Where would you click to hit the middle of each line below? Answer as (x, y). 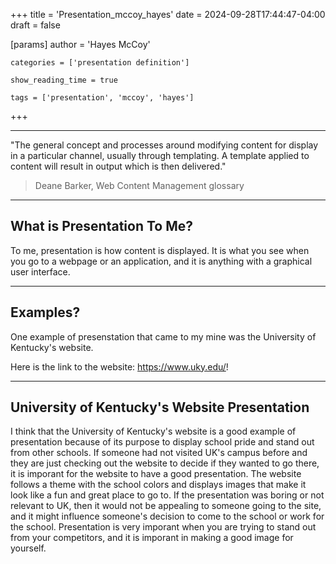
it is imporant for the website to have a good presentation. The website (156, 474)
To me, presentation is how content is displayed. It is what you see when (160, 250)
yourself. (28, 548)
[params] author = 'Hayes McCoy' (80, 44)
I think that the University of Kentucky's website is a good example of (153, 431)
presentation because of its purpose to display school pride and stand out (162, 442)
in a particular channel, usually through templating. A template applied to (160, 155)
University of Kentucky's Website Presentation (160, 407)
